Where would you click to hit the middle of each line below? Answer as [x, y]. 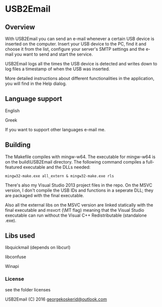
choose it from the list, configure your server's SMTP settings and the [75, 49]
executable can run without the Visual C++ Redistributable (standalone [76, 215]
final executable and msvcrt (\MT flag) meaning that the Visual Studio [75, 210]
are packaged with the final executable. [45, 195]
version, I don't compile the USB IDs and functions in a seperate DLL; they [79, 190]
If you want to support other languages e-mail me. [55, 129]
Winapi [12, 266]
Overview [20, 27]
